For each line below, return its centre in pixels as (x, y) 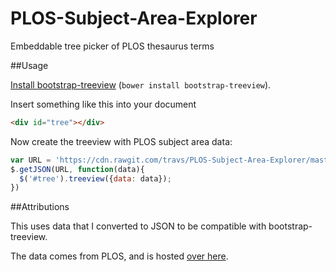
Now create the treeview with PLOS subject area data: (121, 141)
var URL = (31, 160)
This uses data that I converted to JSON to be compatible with (138, 226)
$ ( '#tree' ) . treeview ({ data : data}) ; (95, 178)
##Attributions (40, 207)
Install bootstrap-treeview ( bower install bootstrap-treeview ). (141, 84)
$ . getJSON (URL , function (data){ (77, 169)
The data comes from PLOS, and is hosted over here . (119, 256)
